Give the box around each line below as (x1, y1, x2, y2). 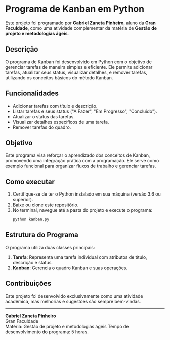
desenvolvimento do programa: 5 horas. (5, 329, 89, 335)
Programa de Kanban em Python (5, 3, 145, 15)
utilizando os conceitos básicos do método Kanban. (5, 74, 113, 81)
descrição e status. (12, 259, 53, 265)
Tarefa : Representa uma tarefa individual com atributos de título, (12, 254, 148, 260)
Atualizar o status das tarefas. (12, 113, 75, 119)
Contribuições (5, 279, 52, 288)
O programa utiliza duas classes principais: (5, 244, 95, 250)
